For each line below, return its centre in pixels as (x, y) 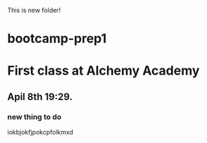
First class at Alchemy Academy (103, 71)
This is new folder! (34, 10)
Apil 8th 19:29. (40, 97)
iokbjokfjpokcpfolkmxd (40, 132)
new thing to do (34, 117)
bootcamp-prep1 (57, 39)
